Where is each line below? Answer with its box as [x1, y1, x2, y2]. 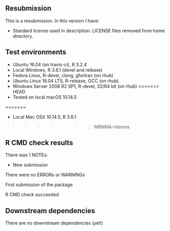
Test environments [5, 48, 66, 57]
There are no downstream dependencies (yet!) [5, 220, 104, 226]
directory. [12, 33, 33, 39]
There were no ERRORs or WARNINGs [5, 172, 85, 178]
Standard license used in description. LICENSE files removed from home [12, 28, 165, 34]
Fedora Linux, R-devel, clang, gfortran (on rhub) [12, 72, 114, 78]
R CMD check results [5, 138, 74, 147]
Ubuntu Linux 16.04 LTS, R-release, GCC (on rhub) [12, 78, 119, 84]
